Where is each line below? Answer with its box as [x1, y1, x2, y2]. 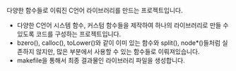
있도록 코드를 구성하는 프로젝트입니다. [16, 30, 122, 38]
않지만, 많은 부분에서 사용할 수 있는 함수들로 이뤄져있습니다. [35, 48, 200, 56]
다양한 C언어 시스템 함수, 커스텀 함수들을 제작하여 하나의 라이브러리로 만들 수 [16, 21, 229, 30]
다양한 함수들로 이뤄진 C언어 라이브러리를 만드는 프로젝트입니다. [6, 6, 183, 14]
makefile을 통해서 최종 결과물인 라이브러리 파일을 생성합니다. [16, 56, 185, 65]
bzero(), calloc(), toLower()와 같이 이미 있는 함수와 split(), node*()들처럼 [16, 39, 220, 47]
